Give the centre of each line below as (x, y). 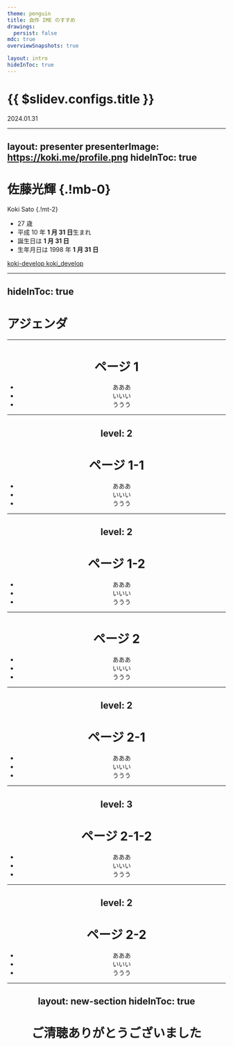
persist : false (35, 33)
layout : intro (28, 59)
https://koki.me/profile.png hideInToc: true (102, 158)
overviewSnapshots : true (43, 46)
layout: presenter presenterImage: (83, 147)
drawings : (21, 26)
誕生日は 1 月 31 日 (43, 241)
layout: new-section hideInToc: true (116, 1001)
